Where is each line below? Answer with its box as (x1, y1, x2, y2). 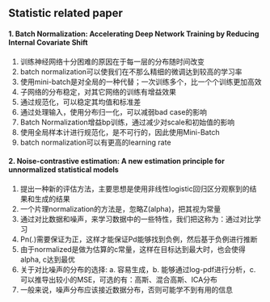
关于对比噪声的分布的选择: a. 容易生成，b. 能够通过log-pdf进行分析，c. (19, 264, 256, 274)
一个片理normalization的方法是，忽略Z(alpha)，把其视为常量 (19, 203, 221, 213)
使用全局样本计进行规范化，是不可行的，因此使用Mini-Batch (19, 127, 220, 136)
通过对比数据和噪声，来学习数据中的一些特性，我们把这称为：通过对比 (19, 214, 255, 224)
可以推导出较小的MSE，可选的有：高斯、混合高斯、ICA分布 (19, 275, 218, 284)
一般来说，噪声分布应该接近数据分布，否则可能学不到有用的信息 (19, 284, 233, 294)
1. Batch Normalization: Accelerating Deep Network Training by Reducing (8, 28, 259, 39)
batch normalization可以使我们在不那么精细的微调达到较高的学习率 (19, 66, 243, 76)
